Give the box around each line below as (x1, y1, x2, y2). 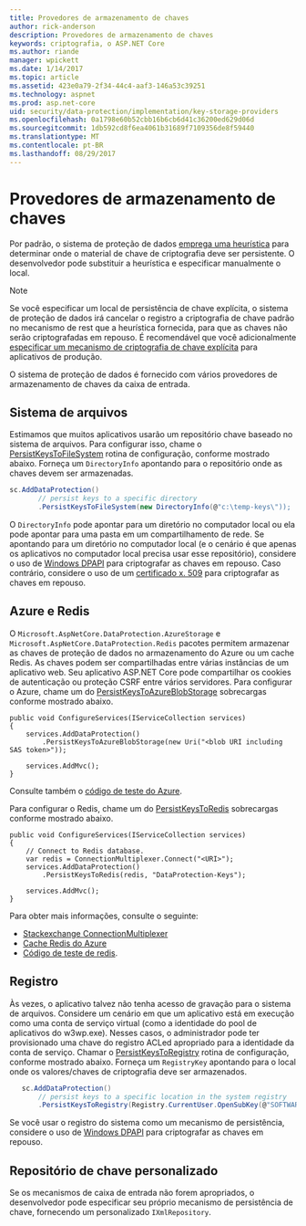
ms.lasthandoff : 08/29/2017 (9, 149, 117, 158)
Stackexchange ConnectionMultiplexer (22, 927, 168, 938)
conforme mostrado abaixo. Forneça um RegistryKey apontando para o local (9, 1056, 296, 1067)
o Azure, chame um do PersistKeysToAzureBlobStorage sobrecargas (9, 686, 267, 697)
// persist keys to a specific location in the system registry (37, 1092, 287, 1101)
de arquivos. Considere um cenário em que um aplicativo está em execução (9, 1008, 294, 1019)
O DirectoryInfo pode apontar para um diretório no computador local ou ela (9, 519, 296, 529)
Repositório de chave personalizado (9, 1163, 219, 1179)
